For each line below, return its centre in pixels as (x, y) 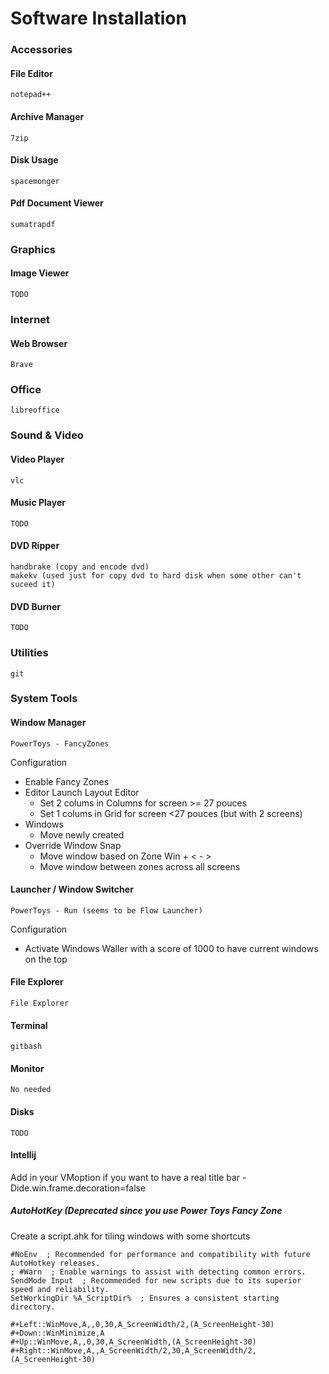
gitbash (26, 1047)
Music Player (38, 503)
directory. (33, 1307)
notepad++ (31, 95)
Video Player (37, 459)
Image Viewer (40, 273)
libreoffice (35, 410)
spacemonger (35, 181)
